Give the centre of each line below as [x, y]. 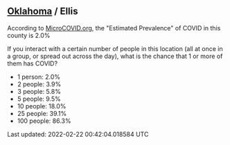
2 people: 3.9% [39, 84]
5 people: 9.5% [39, 99]
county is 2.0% [29, 35]
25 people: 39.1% [42, 113]
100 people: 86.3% [44, 121]
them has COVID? [32, 63]
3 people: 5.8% [39, 91]
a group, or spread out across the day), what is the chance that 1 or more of [115, 56]
